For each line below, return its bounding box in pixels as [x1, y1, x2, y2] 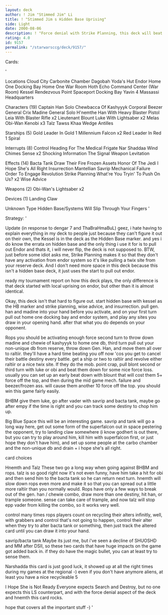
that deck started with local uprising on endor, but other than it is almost [5, 283, 154, 289]
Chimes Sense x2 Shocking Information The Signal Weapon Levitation [5, 150, 150, 156]
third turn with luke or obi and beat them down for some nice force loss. [5, 366, 153, 373]
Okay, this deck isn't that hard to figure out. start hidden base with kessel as [5, 298, 162, 304]
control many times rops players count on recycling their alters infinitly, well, [5, 512, 162, 518]
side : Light [5, 21, 30, 27]
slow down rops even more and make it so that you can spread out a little [5, 481, 156, 487]
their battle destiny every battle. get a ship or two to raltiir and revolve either [5, 356, 162, 362]
